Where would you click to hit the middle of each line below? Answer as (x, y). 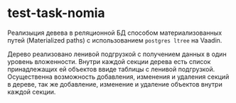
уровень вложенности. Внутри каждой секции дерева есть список (109, 61)
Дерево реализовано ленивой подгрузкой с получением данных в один (117, 54)
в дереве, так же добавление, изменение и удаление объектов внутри (115, 84)
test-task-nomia (56, 13)
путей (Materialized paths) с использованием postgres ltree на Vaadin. (115, 40)
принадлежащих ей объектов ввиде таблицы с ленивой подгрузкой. (111, 69)
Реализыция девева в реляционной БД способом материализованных (115, 33)
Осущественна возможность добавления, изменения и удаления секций (118, 77)
